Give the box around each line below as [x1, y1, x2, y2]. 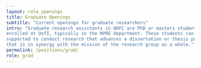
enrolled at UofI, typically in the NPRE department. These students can [6, 31, 194, 37]
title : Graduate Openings [6, 14, 71, 20]
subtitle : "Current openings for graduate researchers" [6, 20, 148, 25]
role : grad [6, 53, 33, 59]
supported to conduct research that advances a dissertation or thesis [6, 36, 188, 42]
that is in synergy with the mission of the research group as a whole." [6, 42, 194, 48]
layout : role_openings [6, 8, 63, 15]
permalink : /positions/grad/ [6, 47, 79, 53]
